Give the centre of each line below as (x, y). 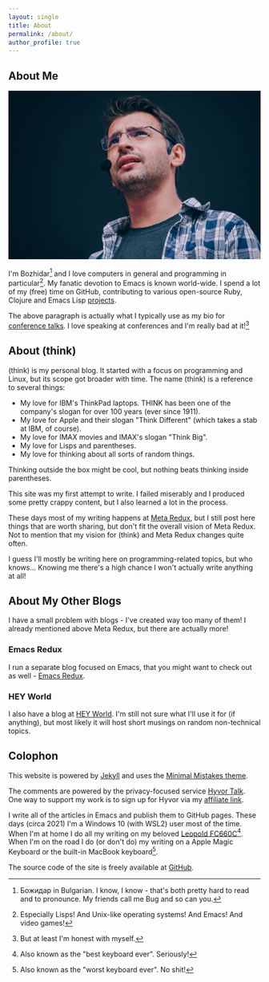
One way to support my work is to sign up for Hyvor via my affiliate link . (126, 799)
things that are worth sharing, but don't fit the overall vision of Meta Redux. (132, 526)
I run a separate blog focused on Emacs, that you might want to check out (130, 667)
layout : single (34, 17)
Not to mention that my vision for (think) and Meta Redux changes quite (126, 534)
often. (18, 543)
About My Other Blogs (65, 601)
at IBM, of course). (50, 428)
